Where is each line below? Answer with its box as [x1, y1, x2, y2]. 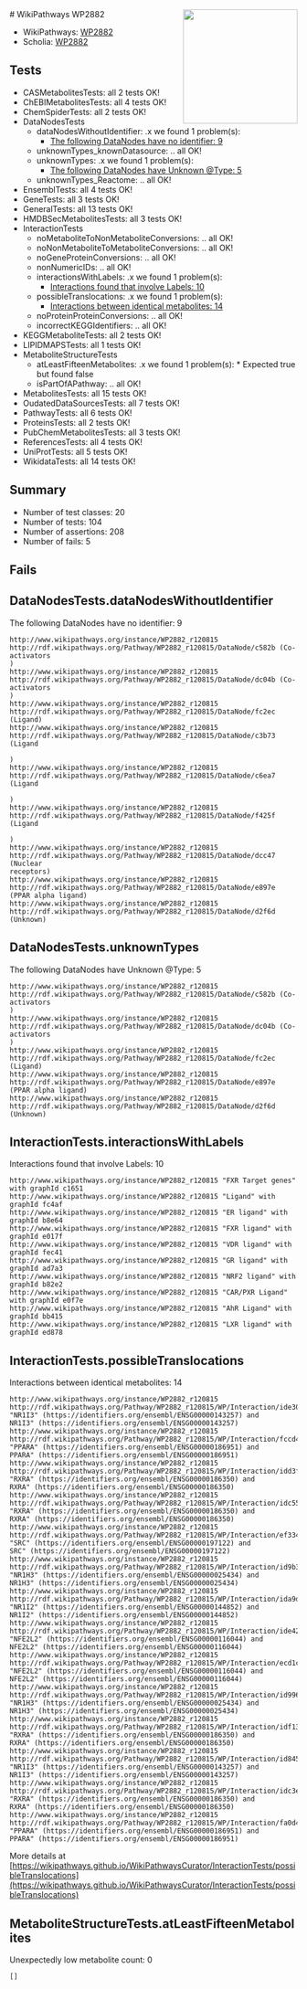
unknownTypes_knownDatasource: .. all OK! [36, 145, 203, 156]
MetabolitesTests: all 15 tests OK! [22, 387, 147, 398]
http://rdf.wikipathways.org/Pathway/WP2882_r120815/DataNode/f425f [9, 810, 276, 820]
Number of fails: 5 [22, 535, 91, 546]
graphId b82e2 [9, 1280, 64, 1289]
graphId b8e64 [9, 1216, 64, 1225]
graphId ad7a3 [9, 1264, 64, 1274]
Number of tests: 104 [22, 516, 102, 527]
